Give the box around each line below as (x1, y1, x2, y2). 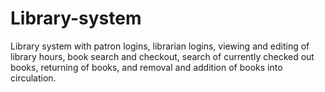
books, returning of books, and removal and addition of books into (10, 61, 283, 73)
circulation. (10, 72, 57, 84)
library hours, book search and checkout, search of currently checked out (10, 50, 315, 62)
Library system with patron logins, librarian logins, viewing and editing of (10, 40, 310, 52)
